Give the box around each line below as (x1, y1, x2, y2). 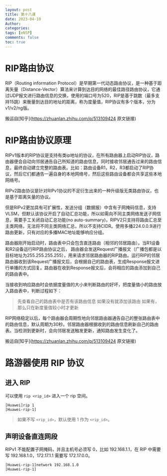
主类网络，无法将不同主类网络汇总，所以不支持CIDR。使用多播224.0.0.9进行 (5, 223, 162, 229)
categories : (5, 26, 30, 31)
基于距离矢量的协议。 (9, 193, 53, 199)
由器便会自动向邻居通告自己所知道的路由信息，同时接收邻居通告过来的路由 (5, 158, 158, 164)
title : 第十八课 (5, 12, 36, 17)
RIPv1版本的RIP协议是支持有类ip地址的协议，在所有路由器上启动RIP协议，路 (5, 152, 160, 158)
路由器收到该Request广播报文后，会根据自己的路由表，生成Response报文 (5, 258, 156, 264)
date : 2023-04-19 (5, 16, 41, 21)
